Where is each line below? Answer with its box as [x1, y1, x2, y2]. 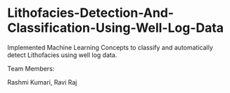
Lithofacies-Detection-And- [7, 5, 174, 21]
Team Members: [7, 64, 55, 73]
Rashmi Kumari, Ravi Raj [7, 77, 77, 86]
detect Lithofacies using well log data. [7, 51, 117, 59]
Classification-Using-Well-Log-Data [7, 20, 224, 36]
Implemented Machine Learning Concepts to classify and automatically [7, 43, 213, 51]
